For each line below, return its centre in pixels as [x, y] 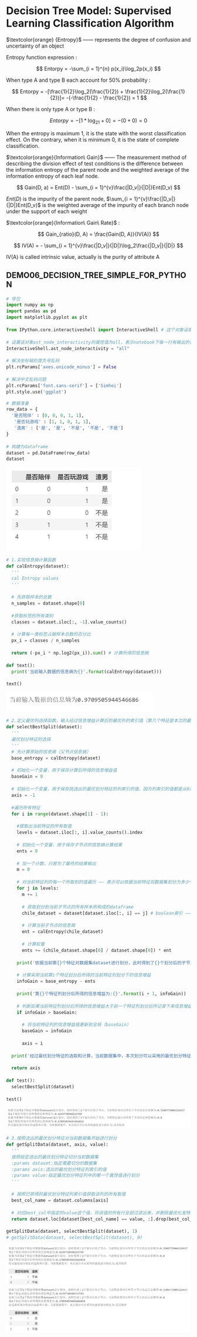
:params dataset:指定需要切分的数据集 [54, 1163]
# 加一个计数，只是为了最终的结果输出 [57, 863]
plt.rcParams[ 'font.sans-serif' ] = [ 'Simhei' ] [64, 386]
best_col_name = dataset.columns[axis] [60, 1200]
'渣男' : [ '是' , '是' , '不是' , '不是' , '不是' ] [69, 428]
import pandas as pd [31, 311]
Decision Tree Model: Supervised [89, 11]
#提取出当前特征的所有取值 [44, 826]
